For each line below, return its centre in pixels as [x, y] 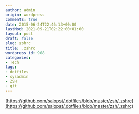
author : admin [21, 10]
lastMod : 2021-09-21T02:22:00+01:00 [44, 29]
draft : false [19, 39]
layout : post [19, 34]
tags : [11, 67]
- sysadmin [17, 77]
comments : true [22, 19]
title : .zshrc [21, 48]
